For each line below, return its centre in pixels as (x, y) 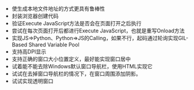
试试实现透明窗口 (32, 81)
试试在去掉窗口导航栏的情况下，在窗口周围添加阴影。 (76, 74)
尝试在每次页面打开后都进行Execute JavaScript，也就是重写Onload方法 (98, 31)
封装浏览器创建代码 (35, 16)
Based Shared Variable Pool (45, 45)
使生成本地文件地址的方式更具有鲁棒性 (58, 9)
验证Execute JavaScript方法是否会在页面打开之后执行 (76, 23)
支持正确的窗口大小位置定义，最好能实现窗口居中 (71, 59)
